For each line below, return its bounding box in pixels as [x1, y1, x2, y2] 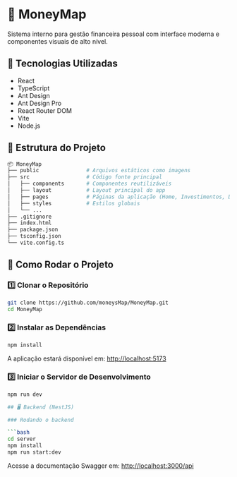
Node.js [17, 121, 41, 130]
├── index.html [7, 219, 52, 227]
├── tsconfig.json [7, 233, 61, 240]
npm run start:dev [7, 449, 61, 456]
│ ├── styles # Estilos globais [7, 200, 140, 207]
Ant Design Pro [17, 99, 62, 107]
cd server [7, 435, 37, 443]
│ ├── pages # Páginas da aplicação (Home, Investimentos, [7, 193, 226, 200]
